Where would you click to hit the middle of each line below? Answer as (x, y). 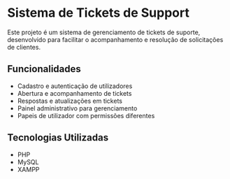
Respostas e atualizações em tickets (70, 101)
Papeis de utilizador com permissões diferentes (86, 115)
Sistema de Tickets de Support (99, 13)
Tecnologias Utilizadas (58, 138)
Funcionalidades (44, 69)
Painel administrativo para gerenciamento (77, 108)
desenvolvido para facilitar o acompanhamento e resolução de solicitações (115, 39)
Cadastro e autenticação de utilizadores (75, 86)
